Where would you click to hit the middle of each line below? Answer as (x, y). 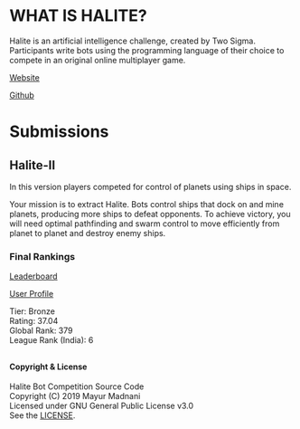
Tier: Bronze (33, 311)
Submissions (59, 132)
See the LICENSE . (42, 415)
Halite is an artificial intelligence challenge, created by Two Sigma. (132, 41)
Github (22, 95)
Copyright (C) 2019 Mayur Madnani (75, 396)
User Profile (32, 294)
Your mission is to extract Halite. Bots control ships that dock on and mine (147, 204)
